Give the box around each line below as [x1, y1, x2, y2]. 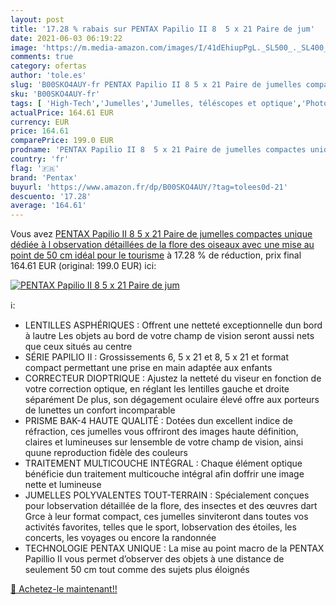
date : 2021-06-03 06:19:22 [10, 33, 123, 43]
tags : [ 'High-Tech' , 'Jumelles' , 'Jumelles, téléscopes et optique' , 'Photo [10, 98, 329, 108]
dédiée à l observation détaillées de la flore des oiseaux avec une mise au [10, 239, 315, 251]
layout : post [10, 14, 65, 25]
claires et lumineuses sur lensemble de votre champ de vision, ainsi [24, 436, 304, 448]
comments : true [10, 52, 74, 62]
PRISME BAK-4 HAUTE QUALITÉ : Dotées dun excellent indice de [24, 415, 293, 427]
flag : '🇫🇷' [10, 163, 60, 173]
